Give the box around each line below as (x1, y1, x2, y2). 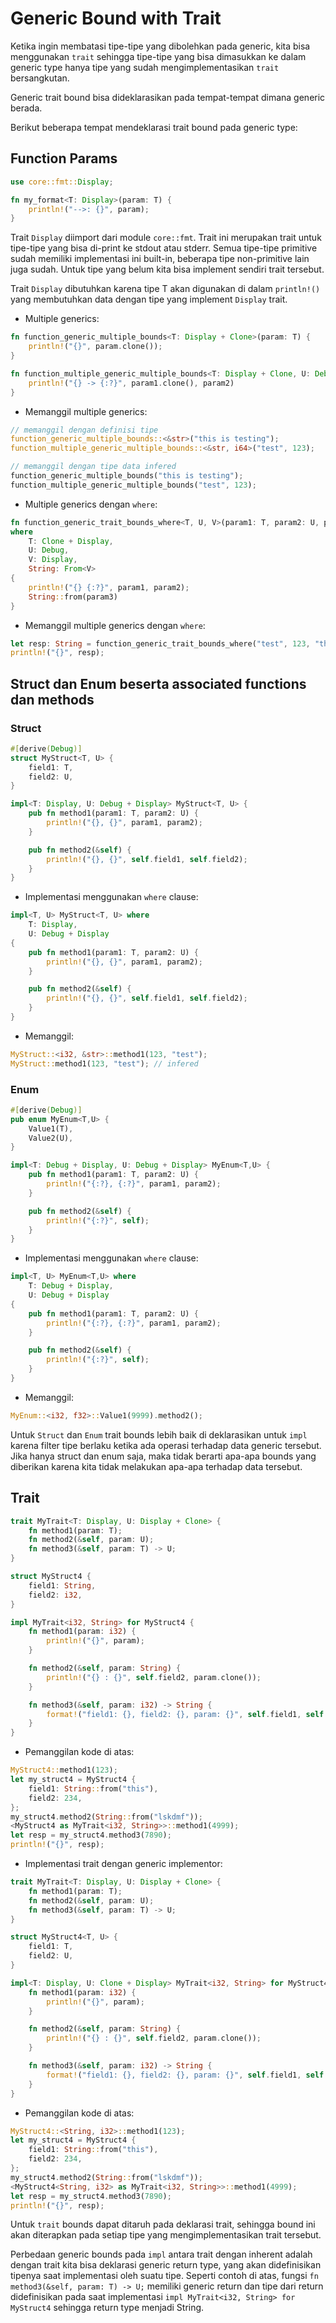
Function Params (10, 150, 118, 167)
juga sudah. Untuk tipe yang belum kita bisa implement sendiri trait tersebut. (10, 263, 325, 276)
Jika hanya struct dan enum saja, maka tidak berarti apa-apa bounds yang (10, 1450, 317, 1462)
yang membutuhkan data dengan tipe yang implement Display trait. (10, 293, 288, 306)
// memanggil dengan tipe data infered (10, 462, 177, 472)
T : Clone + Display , (28, 536, 114, 546)
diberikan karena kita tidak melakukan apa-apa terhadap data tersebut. (10, 1460, 303, 1472)
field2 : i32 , (28, 1590, 83, 1600)
